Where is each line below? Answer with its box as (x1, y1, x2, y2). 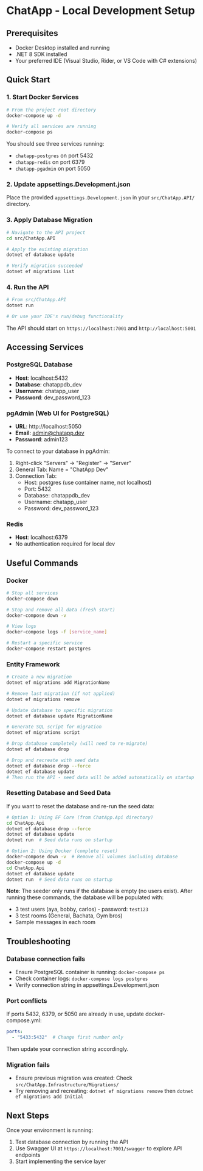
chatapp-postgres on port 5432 (15, 152, 94, 159)
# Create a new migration (6, 674, 72, 680)
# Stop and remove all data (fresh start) (6, 607, 115, 613)
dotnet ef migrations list (6, 269, 75, 275)
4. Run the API (6, 283, 49, 291)
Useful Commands (6, 558, 78, 568)
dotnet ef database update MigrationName (6, 713, 113, 719)
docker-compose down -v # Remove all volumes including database (6, 854, 178, 860)
